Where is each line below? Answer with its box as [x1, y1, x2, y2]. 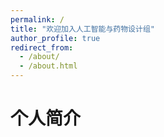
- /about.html [19, 61, 78, 71]
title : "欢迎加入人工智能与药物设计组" [10, 24, 155, 34]
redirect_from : [10, 42, 74, 53]
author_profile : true [10, 33, 101, 43]
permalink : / [10, 14, 65, 25]
